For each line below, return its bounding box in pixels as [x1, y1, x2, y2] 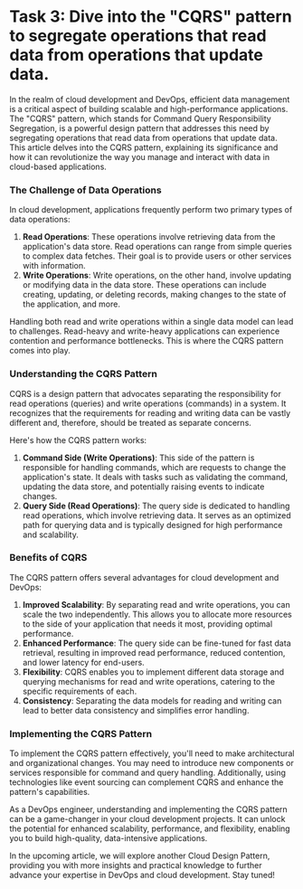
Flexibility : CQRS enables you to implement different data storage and [22, 667, 285, 677]
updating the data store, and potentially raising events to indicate [22, 481, 265, 492]
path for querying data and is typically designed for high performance [22, 519, 283, 530]
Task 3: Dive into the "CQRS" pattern [9, 6, 292, 27]
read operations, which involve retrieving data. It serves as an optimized [22, 509, 291, 521]
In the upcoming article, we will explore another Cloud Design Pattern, [9, 850, 270, 861]
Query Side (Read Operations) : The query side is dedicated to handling [22, 500, 290, 511]
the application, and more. [22, 298, 120, 309]
